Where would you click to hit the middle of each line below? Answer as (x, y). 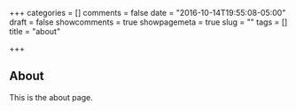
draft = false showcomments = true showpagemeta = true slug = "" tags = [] (148, 22)
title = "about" (35, 31)
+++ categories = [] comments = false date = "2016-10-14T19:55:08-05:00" (148, 13)
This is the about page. (51, 97)
